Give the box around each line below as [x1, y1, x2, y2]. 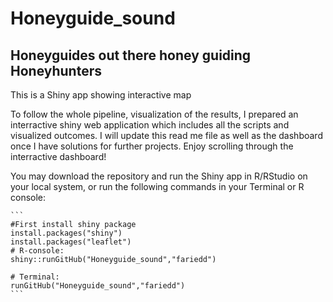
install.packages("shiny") [10, 228, 123, 238]
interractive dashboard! [10, 151, 107, 162]
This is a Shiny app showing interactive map [10, 89, 192, 101]
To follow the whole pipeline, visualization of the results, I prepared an [10, 108, 299, 120]
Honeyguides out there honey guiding [10, 47, 252, 64]
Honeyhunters [10, 62, 102, 79]
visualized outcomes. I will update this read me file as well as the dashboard [10, 130, 323, 141]
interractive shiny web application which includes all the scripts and [10, 119, 290, 131]
